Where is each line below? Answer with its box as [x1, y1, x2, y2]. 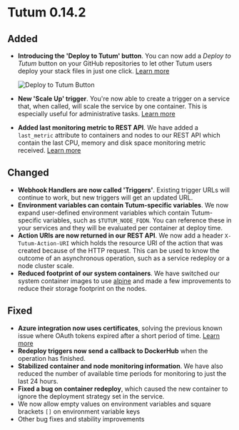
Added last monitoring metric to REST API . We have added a [17, 123, 198, 132]
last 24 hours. [17, 377, 59, 385]
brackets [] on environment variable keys [17, 407, 141, 416]
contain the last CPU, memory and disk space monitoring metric [17, 138, 206, 147]
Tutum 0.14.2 [7, 4, 86, 21]
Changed [7, 167, 49, 179]
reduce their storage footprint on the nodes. [17, 284, 148, 292]
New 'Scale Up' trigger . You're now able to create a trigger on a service [17, 94, 230, 103]
